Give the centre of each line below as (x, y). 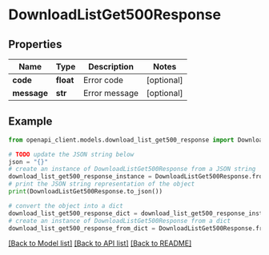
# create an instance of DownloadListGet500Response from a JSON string (132, 169)
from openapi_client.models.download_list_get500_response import (121, 140)
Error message (110, 93)
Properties (35, 44)
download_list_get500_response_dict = (73, 213)
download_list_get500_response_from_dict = (82, 228)
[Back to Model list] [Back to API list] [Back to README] (100, 243)
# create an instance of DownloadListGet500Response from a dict (119, 221)
